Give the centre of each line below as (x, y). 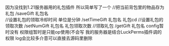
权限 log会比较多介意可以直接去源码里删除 (49, 38)
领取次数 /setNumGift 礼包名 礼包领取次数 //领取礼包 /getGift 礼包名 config (82, 26)
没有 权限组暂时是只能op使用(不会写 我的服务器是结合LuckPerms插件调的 (86, 32)
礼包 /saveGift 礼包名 (27, 13)
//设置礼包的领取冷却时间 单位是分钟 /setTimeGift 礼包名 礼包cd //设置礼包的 (84, 20)
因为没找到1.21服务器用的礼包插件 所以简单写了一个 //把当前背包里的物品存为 (85, 7)
